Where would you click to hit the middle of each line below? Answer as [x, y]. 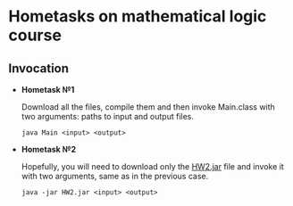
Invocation [38, 68]
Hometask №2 [49, 149]
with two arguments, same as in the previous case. [115, 176]
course [35, 35]
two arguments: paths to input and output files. [107, 116]
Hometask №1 [48, 90]
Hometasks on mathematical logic [138, 16]
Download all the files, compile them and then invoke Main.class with [148, 107]
